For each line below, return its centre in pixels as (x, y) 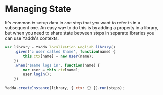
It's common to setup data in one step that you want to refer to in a (73, 23)
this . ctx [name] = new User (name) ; (58, 56)
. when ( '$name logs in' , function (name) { (57, 65)
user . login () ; (37, 74)
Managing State (38, 9)
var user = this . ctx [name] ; (51, 70)
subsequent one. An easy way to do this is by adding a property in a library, (82, 27)
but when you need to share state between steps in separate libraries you (80, 33)
